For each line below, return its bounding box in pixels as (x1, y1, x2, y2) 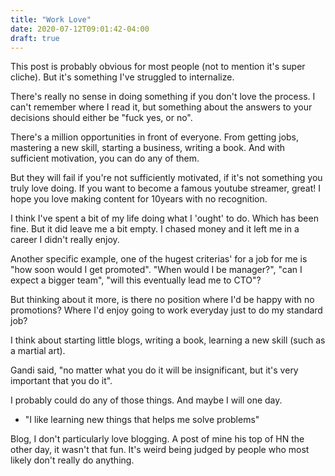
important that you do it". (10, 375, 113, 387)
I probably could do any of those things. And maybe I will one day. (10, 394, 283, 406)
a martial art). (10, 345, 66, 357)
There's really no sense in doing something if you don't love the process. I (10, 91, 316, 103)
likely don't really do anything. (10, 454, 135, 466)
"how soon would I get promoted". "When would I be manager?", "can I (10, 264, 303, 276)
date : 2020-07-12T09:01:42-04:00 (10, 24, 150, 34)
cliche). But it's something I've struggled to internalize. (10, 71, 235, 83)
